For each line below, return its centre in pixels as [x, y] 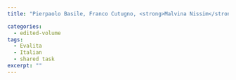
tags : [15, 39]
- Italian [28, 53]
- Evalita [28, 46]
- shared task [34, 59]
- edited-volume [37, 33]
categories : [25, 26]
